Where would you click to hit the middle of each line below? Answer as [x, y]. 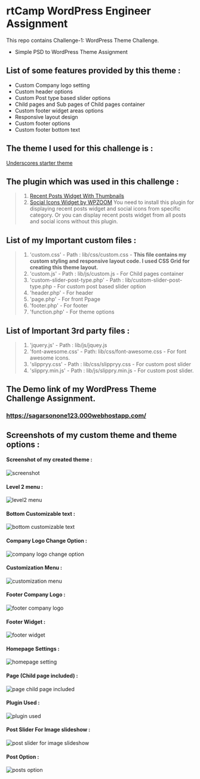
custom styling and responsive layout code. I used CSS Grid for [110, 261]
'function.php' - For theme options [72, 312]
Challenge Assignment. [51, 399]
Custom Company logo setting [52, 85]
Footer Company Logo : [36, 595]
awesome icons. [50, 358]
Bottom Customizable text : [41, 513]
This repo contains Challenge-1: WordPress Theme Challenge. [83, 40]
